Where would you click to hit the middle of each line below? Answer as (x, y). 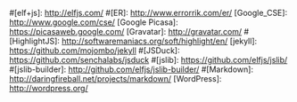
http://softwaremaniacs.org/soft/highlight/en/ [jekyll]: (160, 41)
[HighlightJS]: (35, 41)
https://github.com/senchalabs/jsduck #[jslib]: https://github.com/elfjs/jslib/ (148, 60)
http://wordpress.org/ (49, 88)
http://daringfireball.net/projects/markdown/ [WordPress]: (115, 78)
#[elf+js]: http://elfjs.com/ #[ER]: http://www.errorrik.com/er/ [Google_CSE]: (148, 13)
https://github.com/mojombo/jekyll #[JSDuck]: (95, 51)
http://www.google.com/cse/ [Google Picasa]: (94, 22)
